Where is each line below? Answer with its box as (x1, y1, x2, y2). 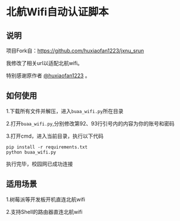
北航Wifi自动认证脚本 (6, 5, 109, 19)
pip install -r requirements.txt (6, 144, 88, 150)
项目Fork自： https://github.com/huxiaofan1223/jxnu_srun (6, 47, 144, 54)
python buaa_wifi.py (6, 149, 57, 155)
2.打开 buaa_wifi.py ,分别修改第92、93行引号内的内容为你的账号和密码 (6, 120, 175, 127)
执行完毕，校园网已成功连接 (6, 160, 73, 167)
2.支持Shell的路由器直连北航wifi (6, 208, 83, 215)
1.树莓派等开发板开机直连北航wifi (6, 196, 86, 203)
